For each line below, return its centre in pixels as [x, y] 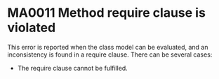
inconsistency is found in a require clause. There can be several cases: [110, 55]
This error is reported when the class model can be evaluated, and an [108, 47]
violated [32, 28]
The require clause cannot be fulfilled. [72, 68]
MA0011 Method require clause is [106, 13]
